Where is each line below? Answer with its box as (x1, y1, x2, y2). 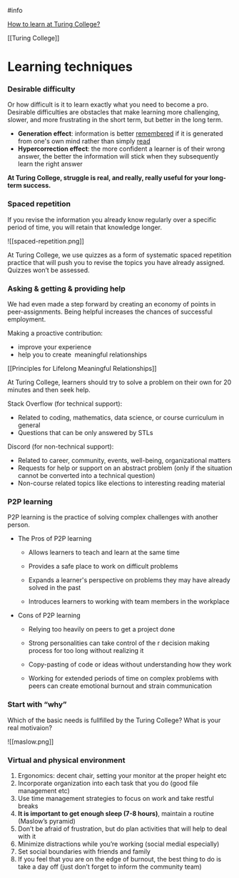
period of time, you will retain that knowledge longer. (7, 223, 163, 231)
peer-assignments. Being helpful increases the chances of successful (7, 307, 213, 316)
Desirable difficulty (7, 84, 76, 94)
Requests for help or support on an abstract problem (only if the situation (17, 464, 233, 472)
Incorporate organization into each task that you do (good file (17, 779, 198, 787)
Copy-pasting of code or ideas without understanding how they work (28, 660, 232, 669)
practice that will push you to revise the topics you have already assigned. (7, 258, 225, 266)
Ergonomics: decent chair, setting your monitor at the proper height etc (17, 771, 227, 779)
